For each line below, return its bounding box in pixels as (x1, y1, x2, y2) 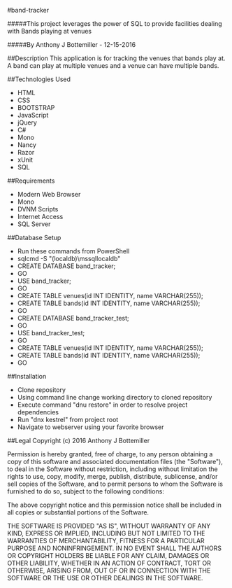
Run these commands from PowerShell (17, 247, 130, 255)
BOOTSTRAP (17, 104, 55, 111)
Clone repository (17, 386, 66, 394)
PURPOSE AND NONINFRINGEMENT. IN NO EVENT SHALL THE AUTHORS (7, 544, 222, 552)
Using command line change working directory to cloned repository (17, 393, 212, 401)
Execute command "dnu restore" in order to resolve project (17, 400, 188, 409)
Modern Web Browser (17, 190, 81, 198)
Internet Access (17, 213, 64, 220)
